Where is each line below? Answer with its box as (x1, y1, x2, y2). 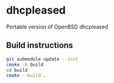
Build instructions (6, 40, 73, 50)
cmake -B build (6, 62, 44, 68)
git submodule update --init (6, 56, 78, 62)
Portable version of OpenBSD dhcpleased (6, 23, 109, 30)
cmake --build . (6, 72, 46, 79)
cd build (6, 67, 28, 73)
